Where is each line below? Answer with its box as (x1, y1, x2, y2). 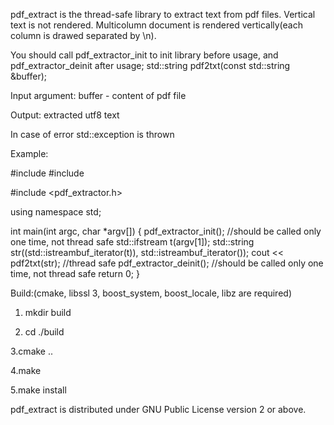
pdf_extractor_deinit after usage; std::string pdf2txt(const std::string (10, 60, 291, 71)
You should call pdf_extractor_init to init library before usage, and (10, 49, 279, 61)
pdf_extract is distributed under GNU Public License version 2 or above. (10, 404, 307, 415)
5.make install (10, 384, 67, 396)
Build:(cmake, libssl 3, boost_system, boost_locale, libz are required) (10, 287, 292, 299)
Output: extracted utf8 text (10, 109, 120, 121)
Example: (10, 148, 49, 159)
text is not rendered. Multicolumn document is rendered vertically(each (10, 19, 304, 31)
